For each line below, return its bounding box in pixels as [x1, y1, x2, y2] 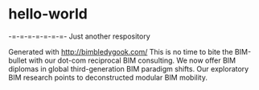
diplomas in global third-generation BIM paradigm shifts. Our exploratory [8, 63, 249, 73]
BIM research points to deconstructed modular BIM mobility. [8, 72, 208, 82]
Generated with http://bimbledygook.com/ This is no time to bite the [8, 47, 233, 56]
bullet [8, 55, 27, 65]
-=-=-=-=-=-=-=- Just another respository [8, 31, 150, 41]
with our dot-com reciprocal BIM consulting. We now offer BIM [28, 55, 236, 65]
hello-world [8, 5, 88, 23]
